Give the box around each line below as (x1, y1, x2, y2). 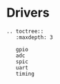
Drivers (6, 5, 50, 21)
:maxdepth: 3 (15, 33, 53, 41)
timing (15, 70, 35, 77)
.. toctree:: (6, 28, 44, 35)
